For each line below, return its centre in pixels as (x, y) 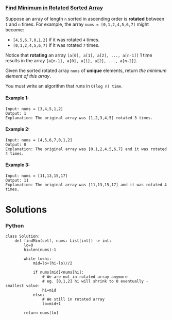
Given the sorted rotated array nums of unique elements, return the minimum (86, 70)
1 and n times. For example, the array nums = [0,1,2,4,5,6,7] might (77, 24)
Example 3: (18, 165)
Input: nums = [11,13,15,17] (37, 176)
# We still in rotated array (73, 299)
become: (15, 30)
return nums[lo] (41, 313)
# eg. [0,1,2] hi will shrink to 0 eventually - (95, 281)
